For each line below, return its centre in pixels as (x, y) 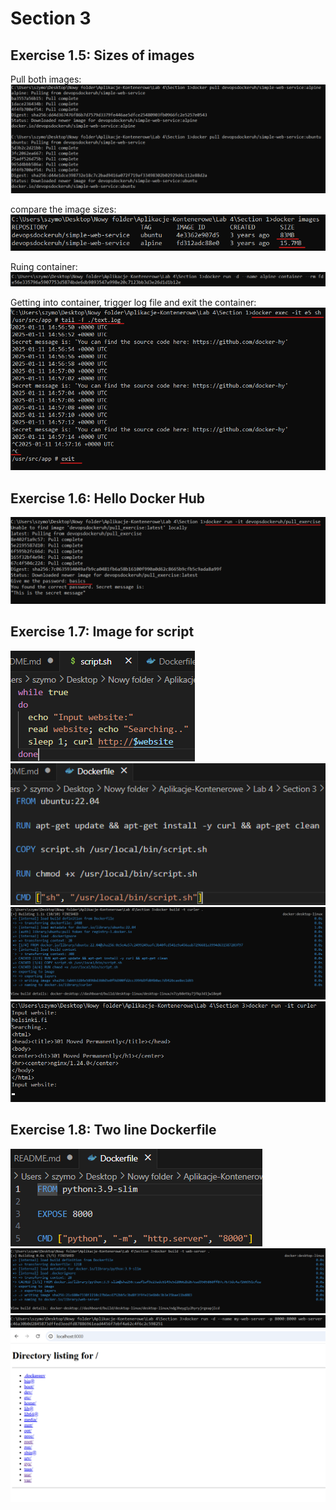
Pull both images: (46, 79)
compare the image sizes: (63, 209)
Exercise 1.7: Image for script (102, 632)
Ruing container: (44, 267)
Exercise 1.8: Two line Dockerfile (113, 1130)
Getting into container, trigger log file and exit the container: (133, 303)
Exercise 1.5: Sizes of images (102, 55)
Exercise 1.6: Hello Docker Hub (108, 498)
